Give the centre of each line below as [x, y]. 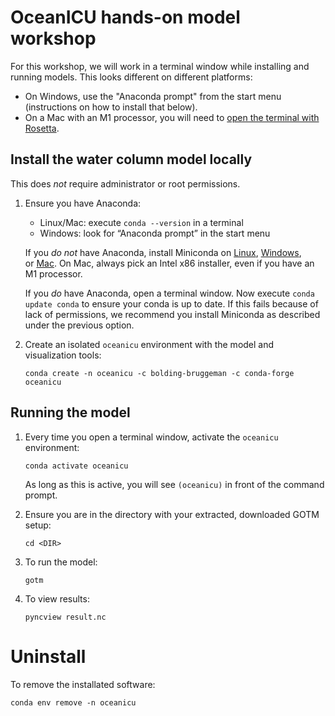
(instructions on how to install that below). [111, 107]
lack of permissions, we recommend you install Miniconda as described [172, 314]
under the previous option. [79, 325]
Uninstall [48, 656]
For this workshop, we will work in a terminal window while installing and [160, 66]
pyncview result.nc [65, 617]
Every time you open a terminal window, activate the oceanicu [151, 437]
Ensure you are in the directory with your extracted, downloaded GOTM [172, 514]
